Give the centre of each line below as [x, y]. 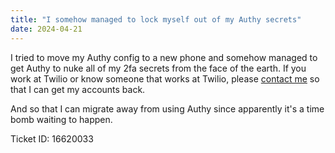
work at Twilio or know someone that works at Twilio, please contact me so [165, 78]
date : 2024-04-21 [46, 29]
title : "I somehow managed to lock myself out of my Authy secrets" [156, 19]
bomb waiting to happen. [61, 119]
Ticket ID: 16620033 [52, 138]
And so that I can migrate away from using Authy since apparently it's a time [167, 108]
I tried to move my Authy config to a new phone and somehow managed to [164, 57]
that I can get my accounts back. [78, 89]
